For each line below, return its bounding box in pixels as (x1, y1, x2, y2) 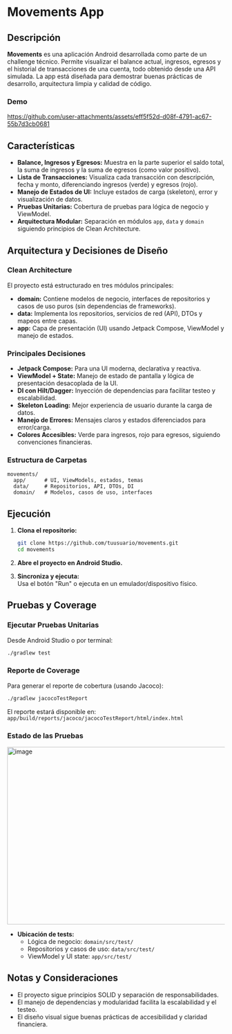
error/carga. (17, 423, 52, 431)
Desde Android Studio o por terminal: (7, 636, 113, 644)
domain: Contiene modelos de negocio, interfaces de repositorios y (17, 294, 211, 303)
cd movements (17, 546, 55, 553)
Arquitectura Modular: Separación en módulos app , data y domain (17, 217, 204, 226)
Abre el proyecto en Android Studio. (17, 558, 123, 567)
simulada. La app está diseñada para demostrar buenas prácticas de (7, 72, 202, 80)
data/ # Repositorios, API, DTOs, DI (13, 483, 135, 490)
